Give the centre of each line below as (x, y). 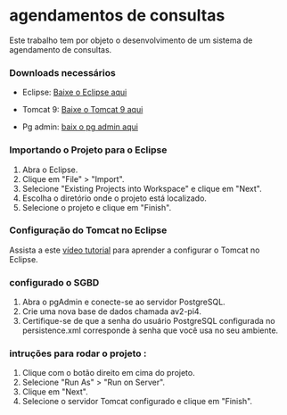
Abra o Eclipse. (50, 170)
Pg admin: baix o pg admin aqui (80, 127)
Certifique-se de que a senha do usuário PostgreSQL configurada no (149, 321)
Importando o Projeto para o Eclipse (88, 150)
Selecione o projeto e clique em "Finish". (97, 207)
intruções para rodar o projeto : (78, 353)
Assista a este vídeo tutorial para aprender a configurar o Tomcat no (135, 250)
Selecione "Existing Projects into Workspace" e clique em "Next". (142, 188)
